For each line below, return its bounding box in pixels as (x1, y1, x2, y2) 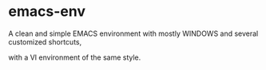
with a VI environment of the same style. (8, 52, 141, 62)
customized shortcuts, (8, 37, 82, 46)
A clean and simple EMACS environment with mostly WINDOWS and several (8, 29, 259, 38)
